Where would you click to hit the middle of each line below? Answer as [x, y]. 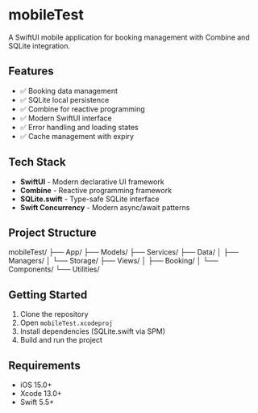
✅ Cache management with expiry [77, 136]
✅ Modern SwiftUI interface [66, 118]
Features [31, 72]
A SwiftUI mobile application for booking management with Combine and [129, 37]
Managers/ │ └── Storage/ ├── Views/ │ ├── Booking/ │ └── [114, 261]
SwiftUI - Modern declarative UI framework [92, 181]
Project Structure [52, 232]
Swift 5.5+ [37, 402]
